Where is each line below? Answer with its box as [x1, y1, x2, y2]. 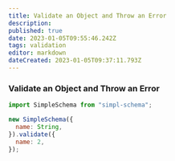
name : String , [15, 123, 63, 131]
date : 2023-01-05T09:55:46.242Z [8, 34, 116, 42]
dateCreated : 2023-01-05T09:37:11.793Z [8, 57, 142, 65]
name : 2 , [15, 138, 45, 146]
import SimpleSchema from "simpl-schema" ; [8, 101, 153, 109]
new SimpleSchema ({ [8, 115, 74, 124]
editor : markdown [8, 49, 67, 57]
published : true [8, 26, 63, 34]
